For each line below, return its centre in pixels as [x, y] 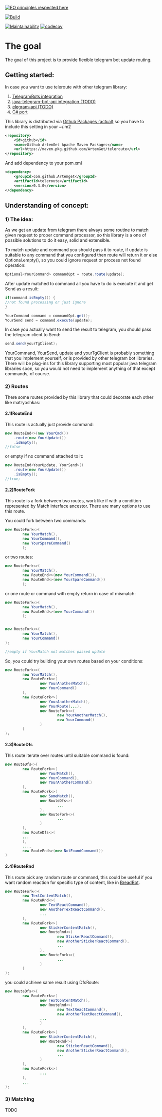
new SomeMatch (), [57, 796]
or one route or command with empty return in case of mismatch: [71, 593]
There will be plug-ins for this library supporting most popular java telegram [81, 364]
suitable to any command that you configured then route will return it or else [81, 255]
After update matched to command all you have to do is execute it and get [79, 284]
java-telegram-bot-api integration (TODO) [54, 101]
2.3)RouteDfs [19, 745]
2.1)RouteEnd [19, 413]
